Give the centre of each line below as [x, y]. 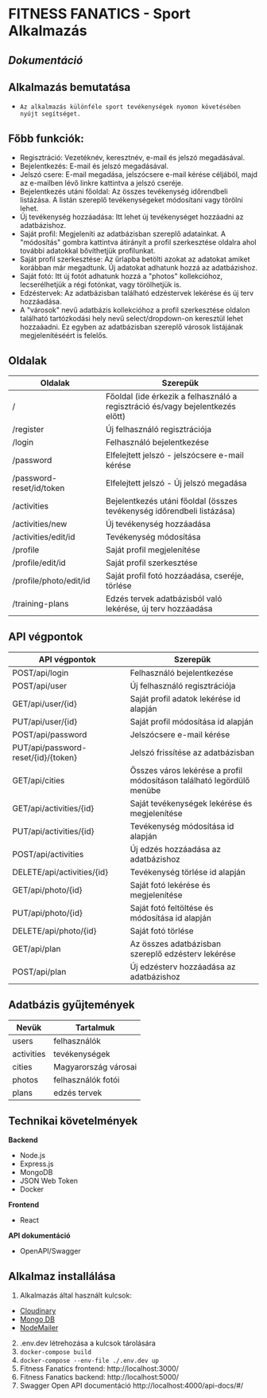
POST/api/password [50, 734]
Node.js [33, 1156]
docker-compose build [55, 1353]
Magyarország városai [95, 1066]
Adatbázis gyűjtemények [72, 1005]
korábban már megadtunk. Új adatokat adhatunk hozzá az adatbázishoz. [139, 268]
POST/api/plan [39, 972]
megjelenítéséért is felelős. [64, 336]
